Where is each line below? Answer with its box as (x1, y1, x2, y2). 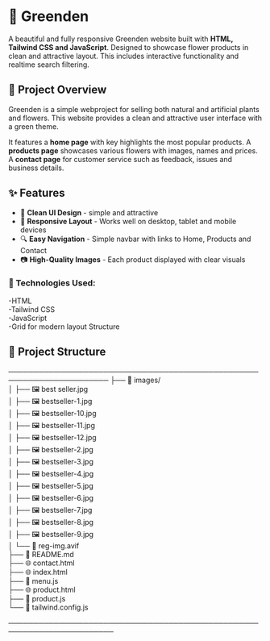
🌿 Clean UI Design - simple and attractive (19, 207, 159, 217)
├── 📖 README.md (8, 549, 74, 559)
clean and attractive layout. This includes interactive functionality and (8, 51, 239, 60)
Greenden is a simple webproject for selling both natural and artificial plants (8, 104, 260, 114)
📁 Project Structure (8, 345, 106, 359)
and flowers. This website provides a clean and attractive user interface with (8, 113, 263, 123)
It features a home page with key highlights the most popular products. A (8, 137, 251, 147)
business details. (8, 163, 64, 173)
